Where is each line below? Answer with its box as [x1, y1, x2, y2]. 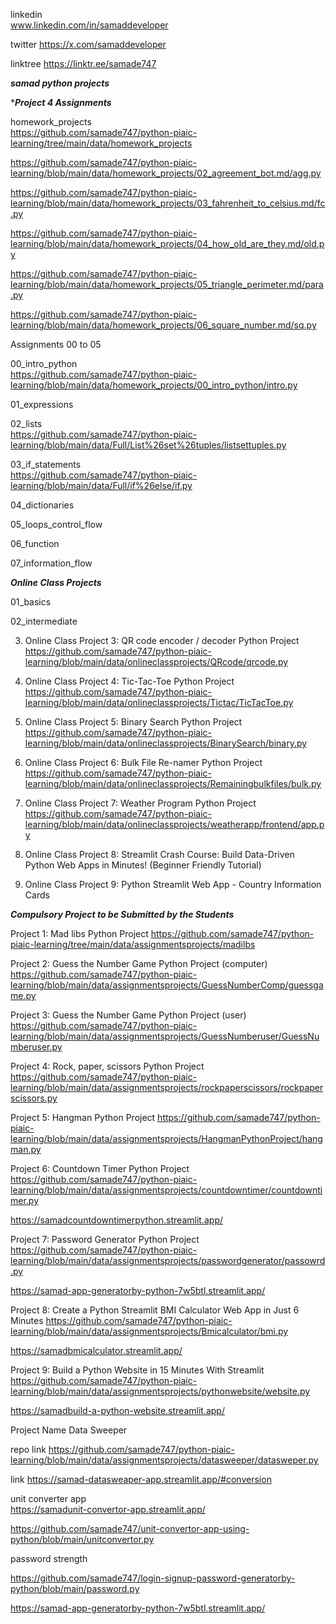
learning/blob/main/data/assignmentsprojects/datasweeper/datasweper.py [10, 1454, 319, 1466]
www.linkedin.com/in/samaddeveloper [10, 19, 169, 31]
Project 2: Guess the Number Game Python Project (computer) [10, 958, 268, 969]
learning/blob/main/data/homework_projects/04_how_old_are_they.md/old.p [10, 238, 325, 249]
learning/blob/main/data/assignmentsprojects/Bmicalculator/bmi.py [10, 1325, 289, 1337]
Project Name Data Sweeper [10, 1424, 128, 1436]
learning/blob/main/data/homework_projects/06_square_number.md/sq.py [10, 319, 317, 331]
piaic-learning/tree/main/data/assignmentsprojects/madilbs [10, 939, 256, 950]
